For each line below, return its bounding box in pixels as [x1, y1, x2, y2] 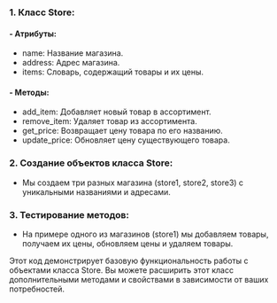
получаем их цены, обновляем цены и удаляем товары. [21, 237, 234, 249]
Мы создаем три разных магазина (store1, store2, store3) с [21, 177, 244, 188]
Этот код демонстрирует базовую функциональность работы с [9, 255, 249, 266]
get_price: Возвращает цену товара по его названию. [21, 126, 223, 136]
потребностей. [9, 284, 65, 294]
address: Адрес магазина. [21, 58, 120, 68]
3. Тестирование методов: [9, 208, 130, 221]
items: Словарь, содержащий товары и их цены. [21, 66, 204, 77]
